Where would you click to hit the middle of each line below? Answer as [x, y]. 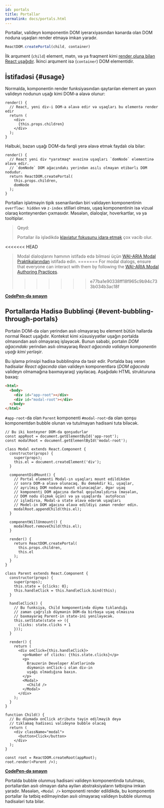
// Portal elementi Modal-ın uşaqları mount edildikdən [72, 479]
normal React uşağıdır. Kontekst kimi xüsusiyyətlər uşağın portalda [72, 336]
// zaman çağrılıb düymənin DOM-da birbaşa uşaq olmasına [74, 612]
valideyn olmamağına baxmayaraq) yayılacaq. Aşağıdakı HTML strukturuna [80, 371]
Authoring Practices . [38, 272]
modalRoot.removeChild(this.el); [48, 526]
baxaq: [12, 377]
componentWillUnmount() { [36, 522]
